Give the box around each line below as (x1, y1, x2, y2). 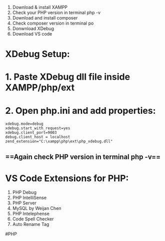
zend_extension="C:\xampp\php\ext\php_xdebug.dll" (5, 139, 113, 144)
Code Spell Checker (12, 215, 54, 222)
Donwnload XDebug (12, 26, 54, 32)
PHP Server (12, 200, 36, 206)
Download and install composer (12, 15, 78, 21)
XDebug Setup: (5, 49, 70, 60)
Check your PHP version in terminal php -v (12, 10, 101, 16)
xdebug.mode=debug (5, 121, 43, 127)
